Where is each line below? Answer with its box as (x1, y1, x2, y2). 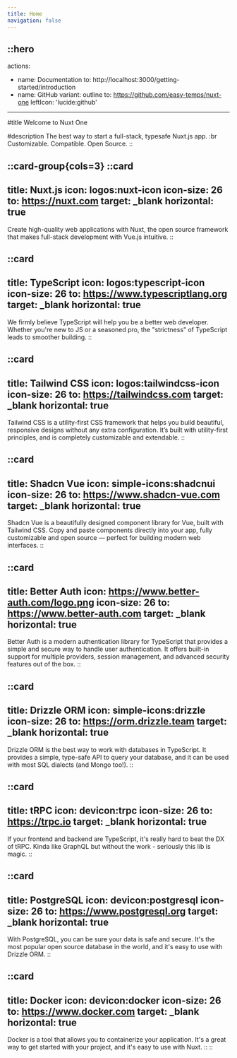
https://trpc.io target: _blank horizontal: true (7, 816, 207, 828)
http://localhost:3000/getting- (92, 76, 180, 84)
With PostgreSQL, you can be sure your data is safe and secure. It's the (7, 934, 215, 944)
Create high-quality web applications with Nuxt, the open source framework (7, 225, 229, 233)
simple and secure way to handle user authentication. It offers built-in (7, 645, 209, 654)
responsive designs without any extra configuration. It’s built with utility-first (7, 425, 228, 434)
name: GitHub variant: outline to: (17, 90, 112, 99)
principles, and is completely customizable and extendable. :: (7, 433, 186, 442)
